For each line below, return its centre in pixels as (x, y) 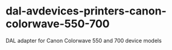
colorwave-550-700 (58, 24)
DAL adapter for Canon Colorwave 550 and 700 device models (84, 40)
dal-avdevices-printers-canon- (86, 11)
